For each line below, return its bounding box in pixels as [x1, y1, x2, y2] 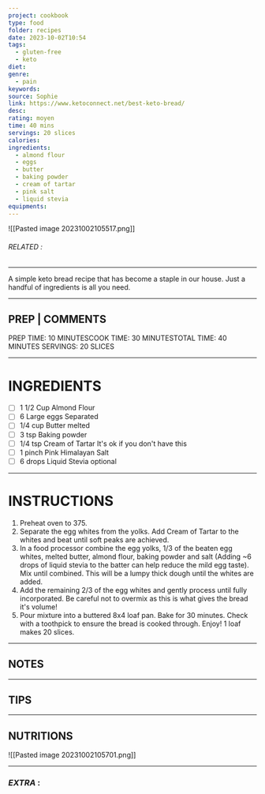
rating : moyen [8, 114, 55, 122]
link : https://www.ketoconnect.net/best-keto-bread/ [8, 99, 185, 107]
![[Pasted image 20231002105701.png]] [8, 751, 136, 760]
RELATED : [8, 242, 43, 251]
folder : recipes [8, 26, 62, 34]
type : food [8, 19, 44, 27]
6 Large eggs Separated [19, 412, 99, 421]
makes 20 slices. [19, 627, 75, 636]
